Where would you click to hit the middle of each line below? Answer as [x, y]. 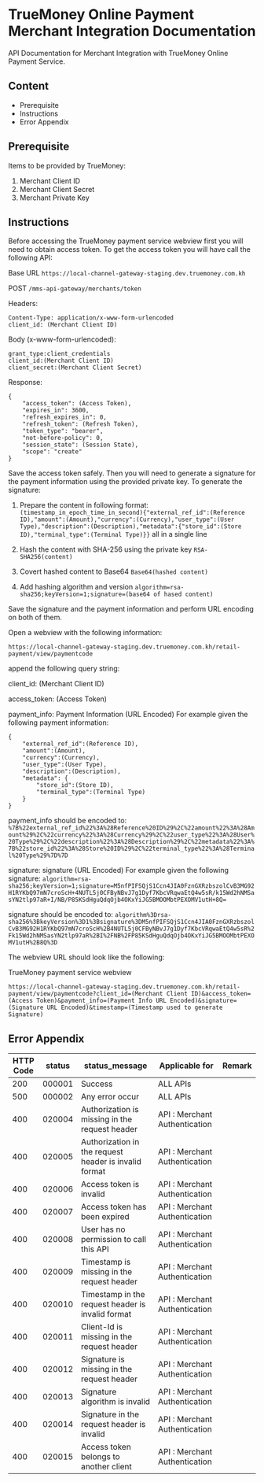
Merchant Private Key [55, 198]
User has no [103, 1229]
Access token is [110, 1184]
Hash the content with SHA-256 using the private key [106, 549]
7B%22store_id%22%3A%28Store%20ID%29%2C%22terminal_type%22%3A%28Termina [132, 849]
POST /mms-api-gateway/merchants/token [75, 288]
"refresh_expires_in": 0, [65, 418]
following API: [31, 258]
